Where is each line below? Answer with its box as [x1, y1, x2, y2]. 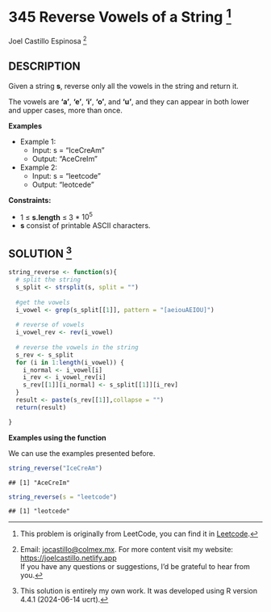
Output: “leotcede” [31, 179, 94, 189]
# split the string [15, 276, 81, 284]
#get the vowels [15, 298, 70, 306]
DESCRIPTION [8, 60, 81, 74]
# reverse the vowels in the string [15, 343, 139, 352]
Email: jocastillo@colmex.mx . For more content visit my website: [19, 545, 234, 555]
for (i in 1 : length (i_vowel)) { [15, 358, 125, 366]
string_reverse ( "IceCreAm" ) [8, 464, 103, 472]
